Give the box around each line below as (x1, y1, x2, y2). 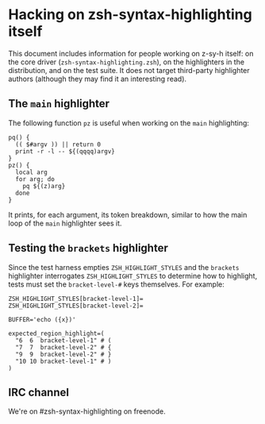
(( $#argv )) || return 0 (15, 141, 102, 148)
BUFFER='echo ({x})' (8, 315, 77, 323)
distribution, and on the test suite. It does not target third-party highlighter (8, 65, 250, 75)
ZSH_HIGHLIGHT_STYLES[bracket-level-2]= (8, 302, 144, 310)
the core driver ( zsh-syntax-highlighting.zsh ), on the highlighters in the (8, 57, 244, 67)
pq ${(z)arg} (22, 182, 66, 190)
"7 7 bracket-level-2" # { (15, 343, 112, 351)
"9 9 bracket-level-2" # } (15, 350, 112, 358)
